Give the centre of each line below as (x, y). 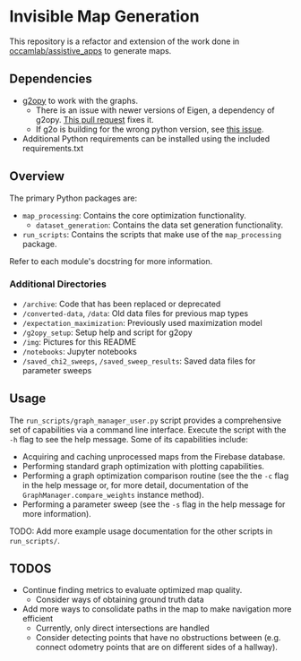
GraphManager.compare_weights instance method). (113, 494)
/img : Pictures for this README (79, 341)
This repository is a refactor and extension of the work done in (125, 41)
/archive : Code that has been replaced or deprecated (121, 304)
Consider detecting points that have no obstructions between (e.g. (158, 638)
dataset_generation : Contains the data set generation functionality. (159, 225)
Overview (37, 176)
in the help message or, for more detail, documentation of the (135, 485)
